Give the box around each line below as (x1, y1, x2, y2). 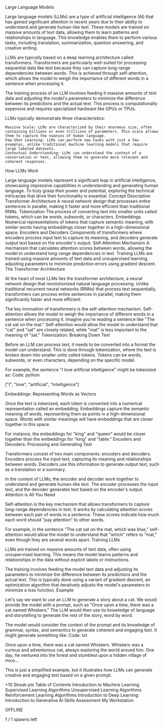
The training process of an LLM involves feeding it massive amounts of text (5, 90, 157, 96)
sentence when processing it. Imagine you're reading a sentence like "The (5, 316, 155, 322)
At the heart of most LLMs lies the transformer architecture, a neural (5, 276, 143, 281)
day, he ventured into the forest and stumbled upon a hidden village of (5, 652, 147, 658)
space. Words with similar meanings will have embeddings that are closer (5, 416, 153, 422)
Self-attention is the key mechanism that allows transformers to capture (5, 501, 150, 507)
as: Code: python (5, 372, 40, 378)
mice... (5, 658, 19, 663)
